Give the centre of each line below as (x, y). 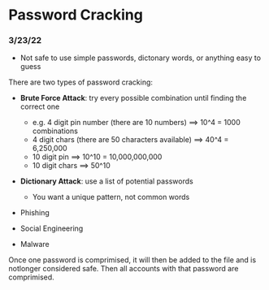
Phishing (35, 213)
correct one (40, 106)
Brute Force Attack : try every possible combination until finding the (133, 98)
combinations (55, 131)
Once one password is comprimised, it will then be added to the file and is (132, 260)
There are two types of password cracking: (80, 82)
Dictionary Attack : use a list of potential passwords (106, 181)
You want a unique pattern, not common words (111, 197)
